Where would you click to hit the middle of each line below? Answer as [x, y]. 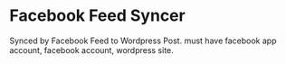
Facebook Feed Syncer [97, 16]
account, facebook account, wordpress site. [91, 50]
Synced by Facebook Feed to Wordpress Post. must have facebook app [143, 41]
